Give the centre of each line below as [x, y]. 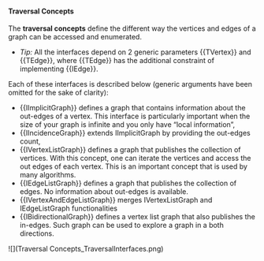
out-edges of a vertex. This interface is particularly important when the [135, 116]
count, [30, 141]
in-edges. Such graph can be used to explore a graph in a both [122, 226]
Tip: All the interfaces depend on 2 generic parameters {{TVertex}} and [135, 52]
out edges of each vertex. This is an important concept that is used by [134, 166]
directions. [37, 233]
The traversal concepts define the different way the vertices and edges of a [132, 28]
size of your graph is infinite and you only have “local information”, [127, 125]
